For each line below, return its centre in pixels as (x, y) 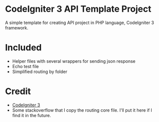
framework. (17, 27)
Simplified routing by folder (40, 72)
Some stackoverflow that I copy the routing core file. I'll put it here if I (82, 110)
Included (23, 48)
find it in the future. (32, 115)
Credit (18, 91)
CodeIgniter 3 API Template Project (78, 9)
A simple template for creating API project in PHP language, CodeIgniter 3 (80, 23)
